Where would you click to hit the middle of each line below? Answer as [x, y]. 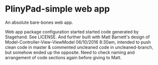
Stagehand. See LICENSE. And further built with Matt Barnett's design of [78, 37]
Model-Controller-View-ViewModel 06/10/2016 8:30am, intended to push [78, 42]
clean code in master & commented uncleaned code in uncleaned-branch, [79, 47]
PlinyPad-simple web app [57, 9]
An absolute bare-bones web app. [39, 22]
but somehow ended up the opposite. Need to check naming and [70, 52]
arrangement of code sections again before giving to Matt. [63, 57]
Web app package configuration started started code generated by [72, 32]
